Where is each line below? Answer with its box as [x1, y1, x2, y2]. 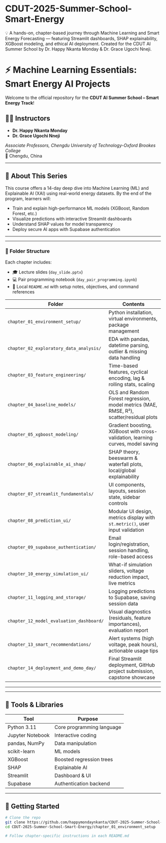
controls [108, 500, 128, 506]
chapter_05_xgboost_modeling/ [7, 432, 79, 437]
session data [108, 600, 138, 607]
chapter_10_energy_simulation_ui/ [7, 571, 89, 576]
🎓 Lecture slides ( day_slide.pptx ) [12, 269, 83, 275]
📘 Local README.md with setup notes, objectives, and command [12, 283, 139, 289]
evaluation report [108, 626, 148, 633]
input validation [108, 526, 144, 533]
